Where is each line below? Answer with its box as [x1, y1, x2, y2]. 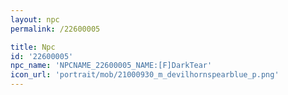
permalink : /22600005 [10, 24, 101, 34]
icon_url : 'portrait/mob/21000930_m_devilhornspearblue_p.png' [10, 70, 280, 80]
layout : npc [10, 14, 60, 25]
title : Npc [10, 42, 56, 52]
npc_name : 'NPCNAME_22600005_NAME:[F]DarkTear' [10, 61, 213, 71]
